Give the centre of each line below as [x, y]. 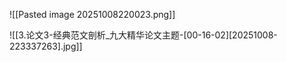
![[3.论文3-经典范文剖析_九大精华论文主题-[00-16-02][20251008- [143, 35]
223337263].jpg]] [46, 46]
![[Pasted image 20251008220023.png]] [92, 14]
